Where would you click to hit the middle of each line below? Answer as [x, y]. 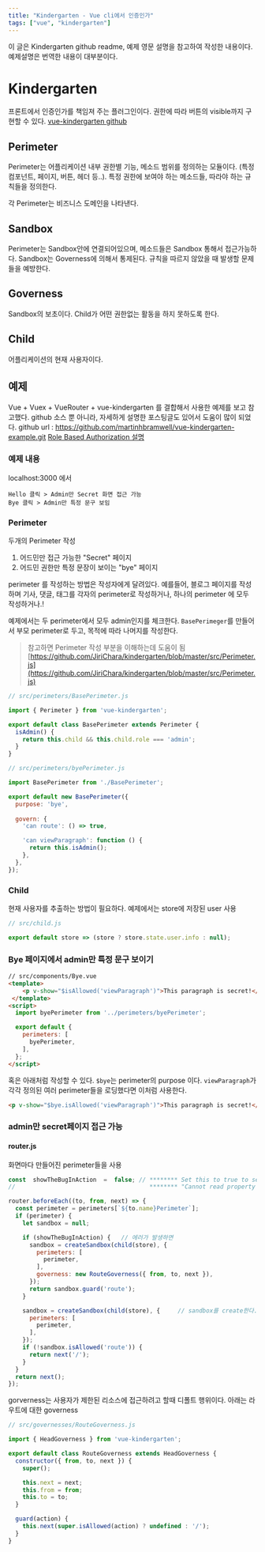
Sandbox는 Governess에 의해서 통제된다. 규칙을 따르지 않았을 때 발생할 [129, 259]
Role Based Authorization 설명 [96, 436]
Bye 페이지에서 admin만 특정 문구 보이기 [81, 959]
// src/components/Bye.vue [52, 976]
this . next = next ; [52, 1482]
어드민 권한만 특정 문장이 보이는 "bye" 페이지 [89, 568]
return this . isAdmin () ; [68, 848]
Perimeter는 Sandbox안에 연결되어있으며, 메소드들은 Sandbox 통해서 [116, 249]
